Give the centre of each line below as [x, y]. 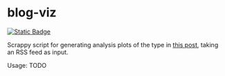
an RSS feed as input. [38, 52]
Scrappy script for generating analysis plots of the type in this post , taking [113, 45]
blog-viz [32, 13]
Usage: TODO [27, 65]
